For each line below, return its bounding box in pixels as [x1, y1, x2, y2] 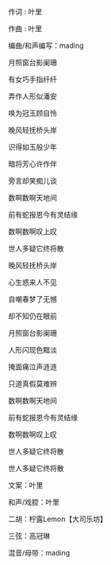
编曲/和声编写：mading [8, 41, 84, 50]
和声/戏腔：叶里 [8, 497, 60, 507]
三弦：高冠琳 [8, 532, 50, 540]
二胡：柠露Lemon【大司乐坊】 [8, 514, 108, 524]
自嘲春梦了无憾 [8, 294, 57, 304]
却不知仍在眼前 [8, 311, 57, 321]
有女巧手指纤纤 [8, 75, 57, 84]
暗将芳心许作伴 [8, 159, 57, 169]
